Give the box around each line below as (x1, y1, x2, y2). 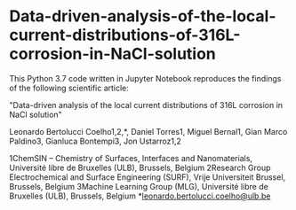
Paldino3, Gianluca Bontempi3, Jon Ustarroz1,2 (9, 136, 182, 146)
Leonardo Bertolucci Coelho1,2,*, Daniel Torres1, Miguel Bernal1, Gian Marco (9, 126, 288, 136)
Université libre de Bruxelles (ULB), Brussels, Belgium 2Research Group (9, 162, 271, 173)
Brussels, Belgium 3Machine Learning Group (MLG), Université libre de (9, 181, 268, 191)
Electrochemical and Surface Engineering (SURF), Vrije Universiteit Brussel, (9, 171, 286, 183)
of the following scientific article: (9, 82, 129, 93)
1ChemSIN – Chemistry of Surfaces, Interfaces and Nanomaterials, (9, 152, 253, 163)
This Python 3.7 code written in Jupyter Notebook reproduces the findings (9, 73, 282, 83)
